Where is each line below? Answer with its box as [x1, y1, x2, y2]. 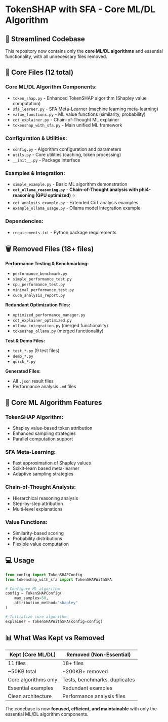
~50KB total [8, 668, 36, 675]
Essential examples [8, 684, 54, 692]
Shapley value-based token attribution [12, 425, 93, 431]
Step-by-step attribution [12, 500, 63, 507]
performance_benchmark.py [12, 271, 67, 276]
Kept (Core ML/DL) [9, 651, 56, 658]
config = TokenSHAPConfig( [5, 591, 62, 596]
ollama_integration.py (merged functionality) [12, 323, 108, 329]
